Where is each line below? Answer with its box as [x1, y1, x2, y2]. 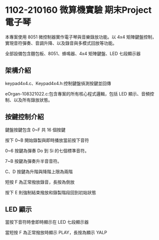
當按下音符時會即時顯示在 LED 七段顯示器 [5, 219, 89, 225]
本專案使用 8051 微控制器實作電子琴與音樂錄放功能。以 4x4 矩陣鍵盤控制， [5, 34, 157, 40]
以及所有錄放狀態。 [13, 97, 53, 103]
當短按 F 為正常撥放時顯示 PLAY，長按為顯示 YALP [5, 230, 107, 236]
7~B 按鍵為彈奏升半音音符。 [5, 158, 62, 164]
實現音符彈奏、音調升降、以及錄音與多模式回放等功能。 [5, 40, 117, 46]
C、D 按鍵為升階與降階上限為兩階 [5, 168, 73, 175]
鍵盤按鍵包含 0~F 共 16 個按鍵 [5, 126, 66, 133]
